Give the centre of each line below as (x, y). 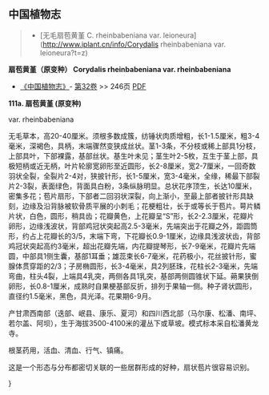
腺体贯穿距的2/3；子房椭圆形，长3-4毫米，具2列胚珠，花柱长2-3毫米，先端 (133, 266)
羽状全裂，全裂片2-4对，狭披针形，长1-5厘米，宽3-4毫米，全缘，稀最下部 (131, 175)
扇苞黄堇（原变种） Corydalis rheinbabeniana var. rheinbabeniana (120, 69)
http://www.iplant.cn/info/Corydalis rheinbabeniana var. (134, 44)
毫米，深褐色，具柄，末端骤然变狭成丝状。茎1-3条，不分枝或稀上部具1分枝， (134, 146)
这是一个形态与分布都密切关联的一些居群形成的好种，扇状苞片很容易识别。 (131, 367)
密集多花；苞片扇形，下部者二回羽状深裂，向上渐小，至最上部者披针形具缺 (131, 195)
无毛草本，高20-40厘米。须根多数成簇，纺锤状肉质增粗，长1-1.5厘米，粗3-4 (134, 135)
